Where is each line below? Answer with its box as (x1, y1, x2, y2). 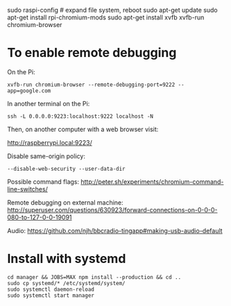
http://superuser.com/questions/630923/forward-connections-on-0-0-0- (7, 205, 218, 214)
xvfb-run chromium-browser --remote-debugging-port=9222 (7, 81, 176, 88)
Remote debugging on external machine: (7, 198, 123, 207)
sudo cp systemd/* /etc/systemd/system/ (7, 280, 126, 287)
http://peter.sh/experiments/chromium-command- (80, 177, 224, 186)
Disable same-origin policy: (7, 152, 85, 160)
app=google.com (7, 87, 51, 94)
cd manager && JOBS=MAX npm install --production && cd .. (7, 273, 182, 280)
